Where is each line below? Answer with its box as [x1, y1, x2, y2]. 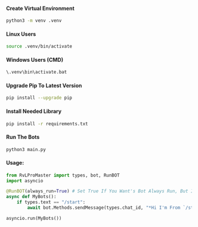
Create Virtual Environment [6, 5, 75, 12]
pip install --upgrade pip [6, 95, 72, 101]
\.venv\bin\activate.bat [6, 69, 67, 75]
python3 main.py [6, 146, 46, 152]
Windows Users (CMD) [6, 56, 64, 63]
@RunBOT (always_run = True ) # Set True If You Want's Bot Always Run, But [6, 188, 189, 194]
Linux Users [6, 30, 37, 38]
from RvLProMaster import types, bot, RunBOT [6, 172, 120, 178]
